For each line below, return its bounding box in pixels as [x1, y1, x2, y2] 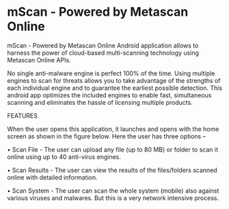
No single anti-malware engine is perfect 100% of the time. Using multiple [7, 69, 215, 77]
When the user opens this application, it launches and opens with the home [7, 125, 219, 133]
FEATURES [7, 111, 38, 120]
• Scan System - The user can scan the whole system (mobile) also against [7, 186, 219, 195]
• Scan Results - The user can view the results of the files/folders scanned [7, 166, 217, 174]
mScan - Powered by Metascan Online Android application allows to [7, 41, 199, 49]
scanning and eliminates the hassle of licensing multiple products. [7, 98, 193, 106]
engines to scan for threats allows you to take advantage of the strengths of [7, 76, 221, 84]
